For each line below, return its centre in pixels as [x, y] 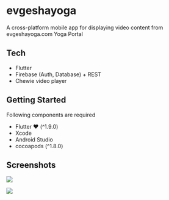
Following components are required [51, 115]
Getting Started [36, 100]
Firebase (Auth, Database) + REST [58, 74]
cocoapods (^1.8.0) [39, 146]
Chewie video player [41, 80]
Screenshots [31, 165]
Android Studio [34, 139]
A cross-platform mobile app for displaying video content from [85, 27]
